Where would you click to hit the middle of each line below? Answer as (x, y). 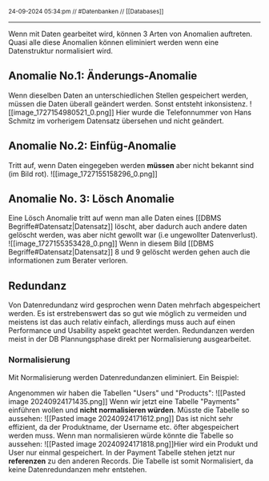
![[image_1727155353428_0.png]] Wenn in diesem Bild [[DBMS (111, 243)
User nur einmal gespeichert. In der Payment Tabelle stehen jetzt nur (122, 452)
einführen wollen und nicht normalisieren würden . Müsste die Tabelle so (129, 410)
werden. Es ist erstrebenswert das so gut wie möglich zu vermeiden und (127, 314)
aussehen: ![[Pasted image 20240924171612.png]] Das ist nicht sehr (121, 418)
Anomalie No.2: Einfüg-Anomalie (92, 146)
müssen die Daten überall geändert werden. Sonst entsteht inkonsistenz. (128, 103)
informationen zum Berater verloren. (68, 261)
